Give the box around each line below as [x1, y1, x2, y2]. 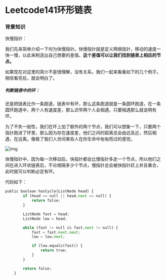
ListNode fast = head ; [23, 211, 70, 217]
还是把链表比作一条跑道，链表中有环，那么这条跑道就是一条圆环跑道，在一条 [5, 101, 161, 107]
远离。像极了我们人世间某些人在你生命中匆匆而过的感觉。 [18, 136, 135, 142]
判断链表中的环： [5, 88, 40, 93]
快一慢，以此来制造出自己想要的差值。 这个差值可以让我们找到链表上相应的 [5, 52, 157, 58]
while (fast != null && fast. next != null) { [23, 225, 119, 230]
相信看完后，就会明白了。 [5, 75, 57, 81]
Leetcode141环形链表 [5, 4, 92, 16]
